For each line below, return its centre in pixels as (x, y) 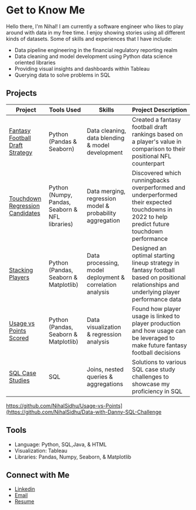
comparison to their (159, 148)
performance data (157, 299)
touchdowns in (152, 209)
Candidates (25, 213)
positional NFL (152, 156)
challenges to (150, 376)
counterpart (148, 163)
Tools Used (65, 110)
